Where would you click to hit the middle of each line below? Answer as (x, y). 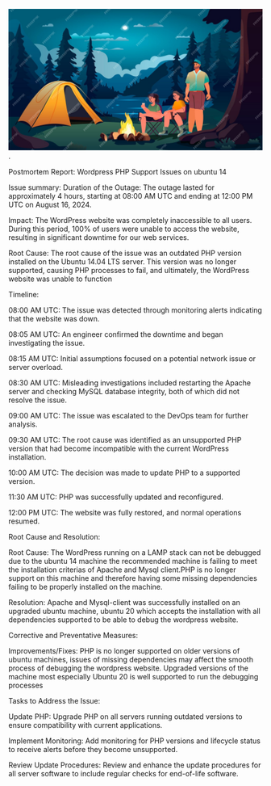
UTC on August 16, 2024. (50, 204)
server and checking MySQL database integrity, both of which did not (124, 391)
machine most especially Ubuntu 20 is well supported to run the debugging (133, 676)
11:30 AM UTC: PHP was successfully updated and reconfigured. (116, 497)
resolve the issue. (38, 400)
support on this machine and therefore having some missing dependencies (133, 578)
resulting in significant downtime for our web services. (99, 237)
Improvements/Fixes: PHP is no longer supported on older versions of (124, 650)
